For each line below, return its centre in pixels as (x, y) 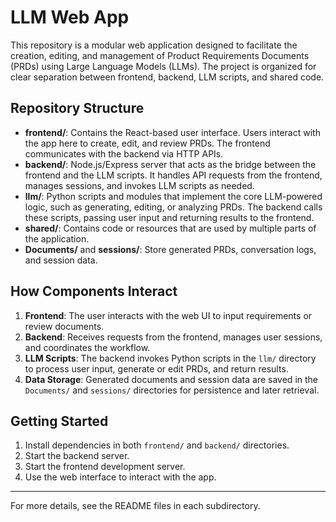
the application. (57, 238)
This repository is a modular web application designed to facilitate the (154, 45)
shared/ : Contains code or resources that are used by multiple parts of (170, 228)
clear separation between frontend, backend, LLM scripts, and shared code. (167, 77)
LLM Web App (70, 17)
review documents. (64, 326)
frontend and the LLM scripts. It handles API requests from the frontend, (173, 175)
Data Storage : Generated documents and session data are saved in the (171, 379)
